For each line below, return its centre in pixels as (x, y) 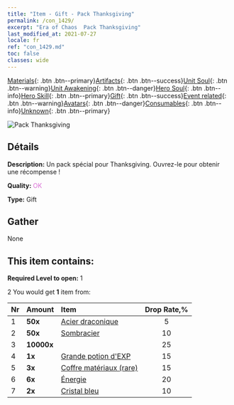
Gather (23, 221)
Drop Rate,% (167, 310)
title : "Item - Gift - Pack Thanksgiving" (71, 14)
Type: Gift (22, 199)
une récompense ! (34, 172)
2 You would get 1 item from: (49, 292)
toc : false (23, 54)
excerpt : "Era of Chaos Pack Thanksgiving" (74, 27)
